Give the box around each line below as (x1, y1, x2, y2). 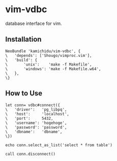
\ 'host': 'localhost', (5, 111, 70, 116)
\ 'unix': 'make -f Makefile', (5, 62, 93, 67)
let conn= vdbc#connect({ (5, 103, 60, 108)
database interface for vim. (5, 20, 62, 26)
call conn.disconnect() (5, 151, 56, 156)
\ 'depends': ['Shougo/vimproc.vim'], (5, 53, 93, 58)
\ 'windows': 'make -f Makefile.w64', (5, 66, 101, 72)
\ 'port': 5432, (5, 116, 53, 121)
